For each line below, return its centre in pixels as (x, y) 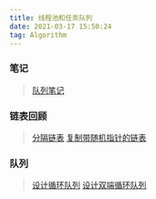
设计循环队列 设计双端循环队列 (89, 185)
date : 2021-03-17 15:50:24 (61, 26)
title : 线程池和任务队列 (51, 18)
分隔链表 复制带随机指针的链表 (89, 137)
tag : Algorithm (38, 35)
